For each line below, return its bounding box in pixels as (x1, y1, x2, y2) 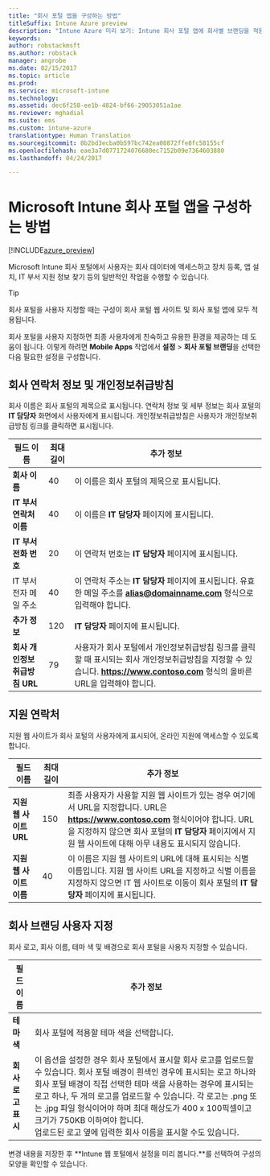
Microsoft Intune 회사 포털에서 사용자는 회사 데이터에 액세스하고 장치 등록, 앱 (8, 262, 252, 272)
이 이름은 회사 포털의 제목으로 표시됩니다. (74, 476, 221, 487)
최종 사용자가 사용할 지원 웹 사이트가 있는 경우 (67, 790, 231, 801)
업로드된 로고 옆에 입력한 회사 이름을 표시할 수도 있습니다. (35, 1126, 239, 1137)
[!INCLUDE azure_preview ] (8, 246, 95, 255)
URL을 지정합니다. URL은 (77, 802, 167, 813)
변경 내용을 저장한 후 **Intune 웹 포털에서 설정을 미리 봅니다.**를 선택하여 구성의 (8, 1149, 262, 1158)
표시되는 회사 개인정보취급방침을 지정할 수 (93, 654, 243, 665)
